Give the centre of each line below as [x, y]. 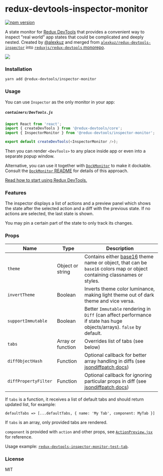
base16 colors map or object [116, 268]
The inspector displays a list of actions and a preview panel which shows [78, 203]
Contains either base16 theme [119, 256]
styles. [92, 281]
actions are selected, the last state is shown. [49, 214]
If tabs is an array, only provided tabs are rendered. [56, 422]
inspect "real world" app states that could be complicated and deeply [74, 37]
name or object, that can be [115, 263]
